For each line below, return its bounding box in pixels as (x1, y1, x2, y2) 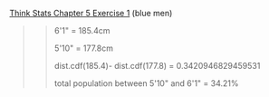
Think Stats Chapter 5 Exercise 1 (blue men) (9, 8, 173, 18)
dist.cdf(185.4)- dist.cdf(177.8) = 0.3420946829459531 (53, 61, 261, 71)
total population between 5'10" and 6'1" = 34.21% (53, 78, 239, 89)
